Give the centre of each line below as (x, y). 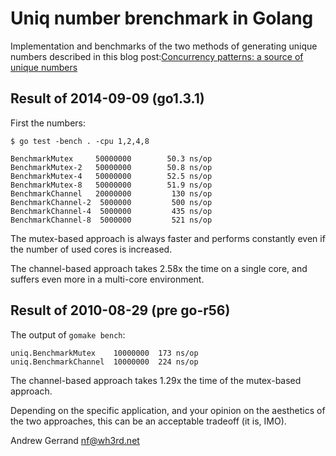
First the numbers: (48, 123)
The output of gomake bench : (68, 334)
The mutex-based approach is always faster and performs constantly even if (168, 238)
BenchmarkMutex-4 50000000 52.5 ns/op (111, 176)
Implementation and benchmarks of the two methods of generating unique (164, 46)
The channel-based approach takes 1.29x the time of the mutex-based (156, 380)
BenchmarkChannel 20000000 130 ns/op (111, 193)
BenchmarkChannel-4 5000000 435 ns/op (111, 211)
